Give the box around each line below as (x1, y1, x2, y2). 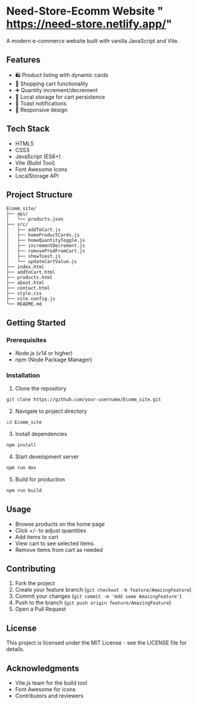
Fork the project (15, 580, 56, 587)
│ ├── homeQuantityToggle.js (6, 238, 85, 244)
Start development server (15, 453, 79, 460)
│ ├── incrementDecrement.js (6, 243, 85, 249)
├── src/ (6, 221, 28, 228)
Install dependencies (15, 431, 68, 438)
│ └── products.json (6, 216, 64, 223)
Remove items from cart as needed (15, 546, 103, 553)
